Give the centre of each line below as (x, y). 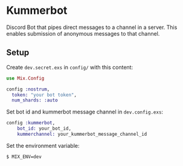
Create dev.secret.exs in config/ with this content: (70, 67)
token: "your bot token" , (44, 95)
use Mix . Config (25, 78)
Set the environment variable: (43, 145)
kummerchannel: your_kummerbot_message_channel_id (82, 134)
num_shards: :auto (35, 100)
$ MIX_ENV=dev (24, 157)
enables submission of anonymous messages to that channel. (83, 33)
